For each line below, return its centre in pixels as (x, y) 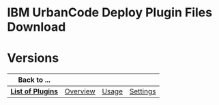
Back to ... (34, 80)
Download (36, 27)
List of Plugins (34, 91)
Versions (33, 58)
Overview (80, 91)
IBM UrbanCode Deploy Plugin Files (110, 13)
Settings (143, 91)
